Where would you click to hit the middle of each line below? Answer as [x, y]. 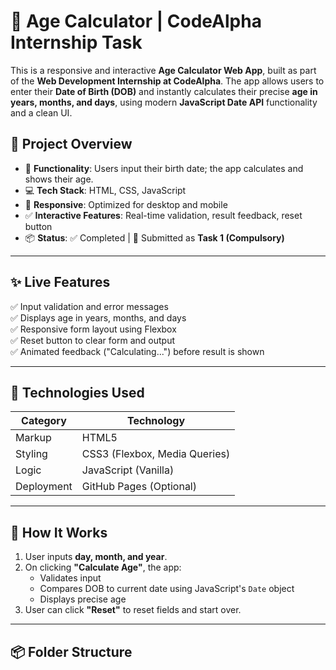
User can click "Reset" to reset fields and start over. [133, 610]
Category [44, 421]
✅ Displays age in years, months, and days [98, 317]
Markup [33, 438]
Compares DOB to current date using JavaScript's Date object [167, 589]
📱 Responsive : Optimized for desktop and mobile [126, 204]
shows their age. [59, 179]
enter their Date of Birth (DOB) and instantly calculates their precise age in [164, 91]
